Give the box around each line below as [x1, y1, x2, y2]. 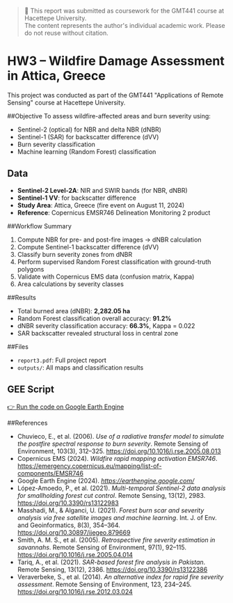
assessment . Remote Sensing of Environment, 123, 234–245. [17, 580, 192, 588]
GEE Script [7, 384, 54, 396]
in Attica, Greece [7, 68, 106, 84]
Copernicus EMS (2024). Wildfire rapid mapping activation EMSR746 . [17, 454, 218, 462]
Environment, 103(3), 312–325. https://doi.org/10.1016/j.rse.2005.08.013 [17, 446, 221, 455]
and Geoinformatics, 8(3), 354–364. [17, 521, 120, 529]
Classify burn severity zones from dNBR [17, 250, 133, 258]
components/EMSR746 [17, 469, 83, 477]
